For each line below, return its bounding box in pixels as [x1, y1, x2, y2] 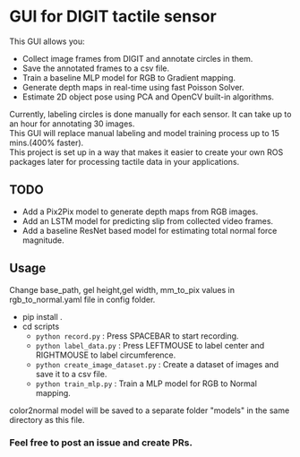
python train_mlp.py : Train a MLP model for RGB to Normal [35, 378, 258, 389]
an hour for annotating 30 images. [9, 118, 135, 129]
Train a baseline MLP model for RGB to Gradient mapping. [21, 72, 236, 82]
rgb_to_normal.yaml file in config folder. [9, 294, 156, 305]
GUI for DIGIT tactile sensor [9, 6, 217, 27]
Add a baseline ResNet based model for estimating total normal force [21, 225, 278, 236]
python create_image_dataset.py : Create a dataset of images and [35, 358, 279, 369]
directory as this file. [9, 414, 85, 425]
